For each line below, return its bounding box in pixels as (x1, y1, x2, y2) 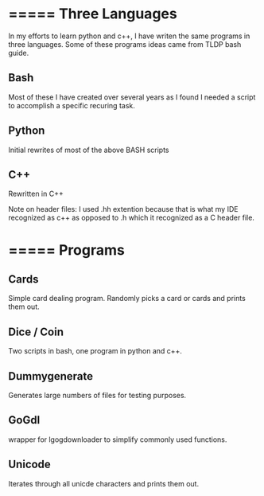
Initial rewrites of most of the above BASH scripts (8, 145, 169, 154)
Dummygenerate (8, 369, 94, 383)
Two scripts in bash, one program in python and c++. (8, 346, 183, 356)
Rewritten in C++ (8, 189, 64, 199)
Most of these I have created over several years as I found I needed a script (8, 92, 256, 102)
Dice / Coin (8, 325, 64, 338)
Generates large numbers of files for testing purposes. (8, 391, 187, 400)
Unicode (8, 458, 52, 471)
